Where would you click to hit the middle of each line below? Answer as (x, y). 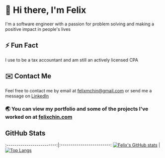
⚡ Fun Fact (22, 45)
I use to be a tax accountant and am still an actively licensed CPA (72, 60)
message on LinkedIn (27, 96)
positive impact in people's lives (38, 29)
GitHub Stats (25, 133)
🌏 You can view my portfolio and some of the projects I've (77, 109)
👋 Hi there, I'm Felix (46, 10)
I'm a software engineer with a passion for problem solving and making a (80, 24)
